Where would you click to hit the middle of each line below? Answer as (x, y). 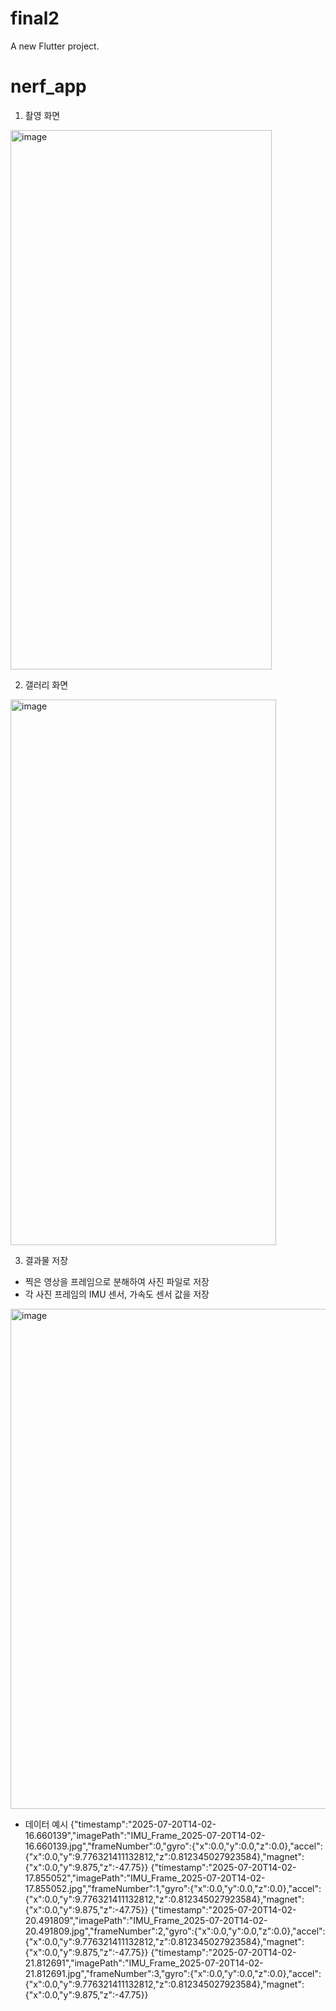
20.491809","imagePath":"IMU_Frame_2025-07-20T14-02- (146, 1920)
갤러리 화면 (46, 684)
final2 (35, 18)
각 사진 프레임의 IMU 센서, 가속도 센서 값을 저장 (117, 1294)
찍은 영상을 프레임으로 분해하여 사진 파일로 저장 (117, 1281)
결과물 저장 (46, 1260)
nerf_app (48, 86)
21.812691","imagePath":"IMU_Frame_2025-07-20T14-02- (144, 1963)
